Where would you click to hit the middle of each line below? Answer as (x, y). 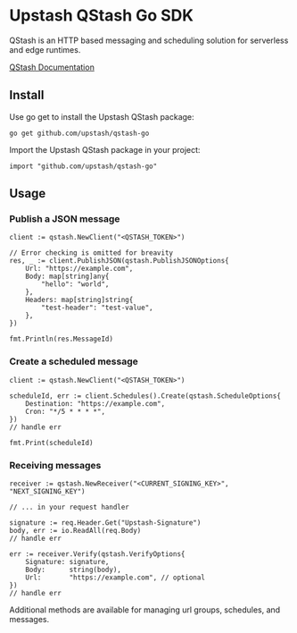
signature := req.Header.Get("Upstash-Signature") (105, 523)
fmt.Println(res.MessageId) (62, 339)
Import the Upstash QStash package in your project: (105, 149)
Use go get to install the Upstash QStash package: (102, 116)
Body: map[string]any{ (67, 277)
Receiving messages (55, 465)
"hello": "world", (75, 284)
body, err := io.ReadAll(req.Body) (75, 531)
